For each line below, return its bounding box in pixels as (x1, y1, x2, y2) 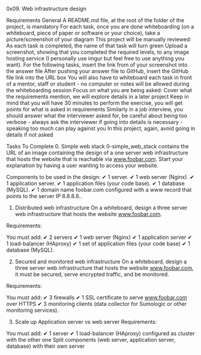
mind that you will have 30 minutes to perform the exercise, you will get (6, 99, 183, 107)
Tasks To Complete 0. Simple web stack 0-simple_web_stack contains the (6, 143, 189, 150)
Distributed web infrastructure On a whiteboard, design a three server (14, 204, 188, 211)
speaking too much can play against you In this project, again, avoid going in (6, 125, 196, 132)
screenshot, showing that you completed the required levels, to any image (6, 48, 190, 56)
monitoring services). (6, 307, 59, 314)
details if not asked (6, 131, 53, 138)
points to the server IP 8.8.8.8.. (6, 193, 82, 199)
